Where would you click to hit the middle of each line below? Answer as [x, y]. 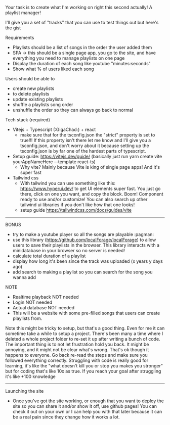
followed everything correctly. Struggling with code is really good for [77, 360]
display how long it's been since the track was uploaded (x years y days [88, 261]
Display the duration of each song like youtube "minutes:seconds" [81, 63]
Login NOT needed [32, 302]
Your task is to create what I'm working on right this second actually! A [79, 7]
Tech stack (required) [28, 120]
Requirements [20, 38]
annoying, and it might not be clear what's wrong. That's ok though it [77, 350]
